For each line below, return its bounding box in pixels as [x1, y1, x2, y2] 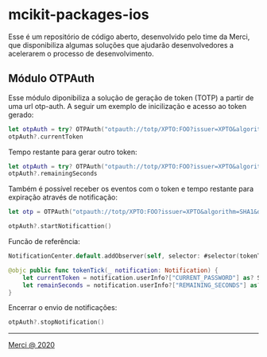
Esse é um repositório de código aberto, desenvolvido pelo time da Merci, [8, 32, 250, 41]
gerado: [8, 110, 34, 119]
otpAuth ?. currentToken [8, 133, 83, 141]
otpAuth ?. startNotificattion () [8, 223, 112, 231]
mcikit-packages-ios [8, 6, 149, 24]
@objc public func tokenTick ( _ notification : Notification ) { [8, 266, 219, 274]
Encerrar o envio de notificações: [8, 303, 118, 312]
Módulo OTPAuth [8, 72, 95, 85]
